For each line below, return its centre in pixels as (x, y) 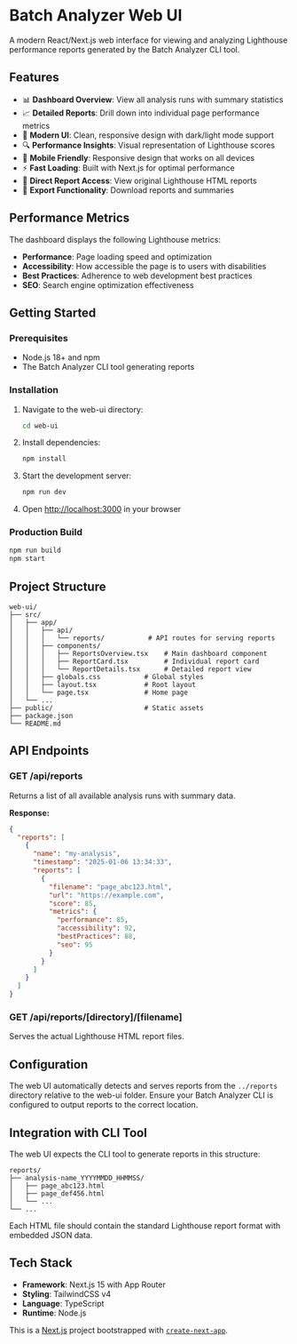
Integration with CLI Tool (78, 1133)
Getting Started (53, 312)
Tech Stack (41, 1263)
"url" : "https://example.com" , (106, 895)
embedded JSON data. (51, 1236)
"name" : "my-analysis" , (77, 854)
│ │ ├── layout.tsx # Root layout (103, 685)
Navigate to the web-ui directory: (82, 409)
